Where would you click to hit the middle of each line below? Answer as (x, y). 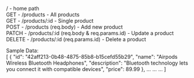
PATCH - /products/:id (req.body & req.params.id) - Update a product (90, 33)
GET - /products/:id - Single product (50, 21)
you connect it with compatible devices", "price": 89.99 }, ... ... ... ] (86, 69)
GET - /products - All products (43, 15)
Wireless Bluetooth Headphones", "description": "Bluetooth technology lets (97, 63)
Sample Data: (22, 51)
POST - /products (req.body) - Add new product (65, 27)
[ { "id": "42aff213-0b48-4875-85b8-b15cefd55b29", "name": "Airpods (92, 57)
